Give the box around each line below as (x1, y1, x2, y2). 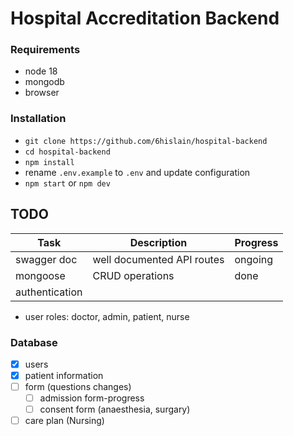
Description (129, 235, 188, 249)
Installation (10, 112, 67, 126)
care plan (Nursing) (24, 415, 105, 427)
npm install (24, 157, 75, 167)
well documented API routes (92, 252, 225, 266)
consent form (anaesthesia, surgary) (39, 403, 191, 416)
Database (10, 335, 58, 349)
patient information (24, 369, 104, 381)
